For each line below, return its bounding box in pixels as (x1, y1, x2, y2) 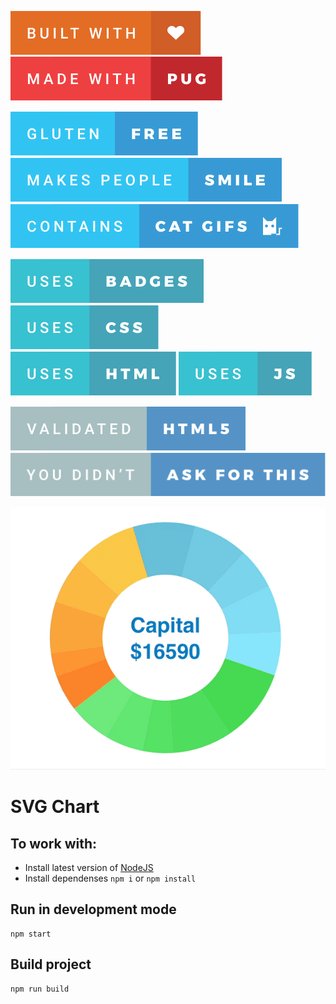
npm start (10, 929, 52, 939)
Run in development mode (10, 901, 177, 918)
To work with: (10, 835, 98, 852)
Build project (10, 956, 92, 973)
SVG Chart (10, 796, 100, 818)
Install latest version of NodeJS (24, 862, 154, 874)
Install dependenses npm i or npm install (24, 872, 197, 885)
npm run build (10, 984, 70, 994)
